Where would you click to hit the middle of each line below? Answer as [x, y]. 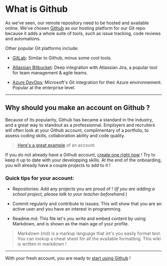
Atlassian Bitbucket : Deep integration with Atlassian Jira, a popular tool [85, 67]
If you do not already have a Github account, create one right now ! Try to [80, 155]
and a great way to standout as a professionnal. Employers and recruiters [80, 125]
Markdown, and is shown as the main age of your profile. [71, 224]
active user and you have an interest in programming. [67, 209]
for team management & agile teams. [50, 72]
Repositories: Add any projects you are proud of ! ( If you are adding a [83, 189]
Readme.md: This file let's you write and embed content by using [79, 218]
